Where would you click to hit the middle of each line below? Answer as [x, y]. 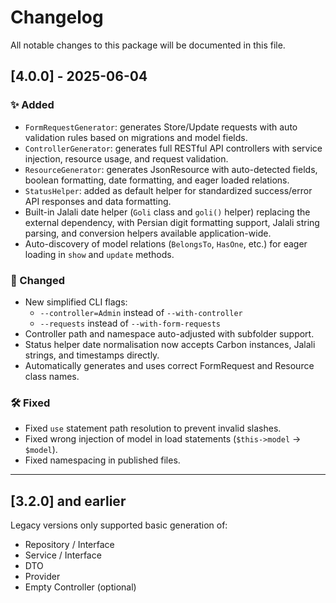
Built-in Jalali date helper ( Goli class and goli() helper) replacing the [167, 212]
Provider [42, 577]
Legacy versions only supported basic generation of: [119, 525]
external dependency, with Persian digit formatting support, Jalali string [172, 222]
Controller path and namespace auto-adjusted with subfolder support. [169, 333]
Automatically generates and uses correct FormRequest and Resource [169, 365]
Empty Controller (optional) [80, 587]
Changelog [57, 17]
